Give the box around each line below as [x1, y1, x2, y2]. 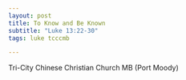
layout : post [8, 11, 52, 20]
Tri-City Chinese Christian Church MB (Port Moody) [8, 63, 179, 73]
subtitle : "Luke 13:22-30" [8, 26, 99, 34]
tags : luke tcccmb [8, 34, 70, 42]
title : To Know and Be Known [8, 19, 106, 27]
